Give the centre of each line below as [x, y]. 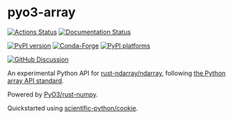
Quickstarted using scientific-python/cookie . [73, 108]
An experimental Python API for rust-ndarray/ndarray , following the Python [116, 73]
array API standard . [36, 80]
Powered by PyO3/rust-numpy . [53, 94]
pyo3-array [42, 12]
